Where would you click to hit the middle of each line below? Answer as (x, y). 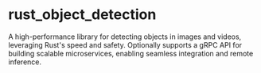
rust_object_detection (82, 15)
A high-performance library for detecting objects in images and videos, (125, 36)
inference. (25, 62)
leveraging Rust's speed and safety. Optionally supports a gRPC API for (125, 44)
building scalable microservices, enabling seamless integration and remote (131, 53)
